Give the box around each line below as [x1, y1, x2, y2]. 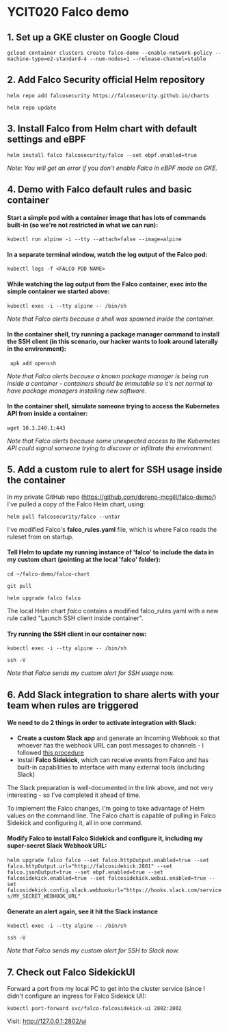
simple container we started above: [7, 287, 110, 295]
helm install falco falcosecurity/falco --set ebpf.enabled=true [7, 151, 197, 158]
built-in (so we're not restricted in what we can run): [7, 221, 159, 229]
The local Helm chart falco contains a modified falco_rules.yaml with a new [7, 607, 219, 615]
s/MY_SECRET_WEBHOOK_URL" [7, 893, 81, 900]
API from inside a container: [7, 409, 88, 418]
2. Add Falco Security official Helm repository [7, 74, 205, 86]
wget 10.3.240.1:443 [7, 425, 66, 432]
